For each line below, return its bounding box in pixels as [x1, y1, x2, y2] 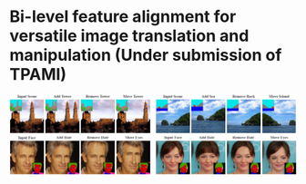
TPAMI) [9, 64, 66, 85]
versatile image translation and [9, 25, 250, 46]
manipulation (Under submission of [9, 45, 282, 65]
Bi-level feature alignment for [9, 6, 237, 27]
